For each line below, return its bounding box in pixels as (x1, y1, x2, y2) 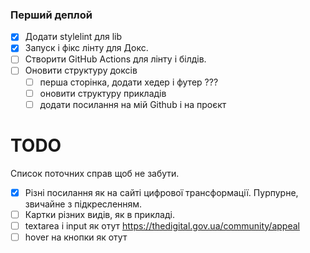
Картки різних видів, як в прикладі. (24, 208, 175, 220)
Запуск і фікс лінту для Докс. (24, 42, 149, 54)
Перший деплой (10, 8, 93, 22)
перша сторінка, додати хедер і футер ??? (39, 76, 219, 88)
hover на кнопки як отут (24, 231, 128, 243)
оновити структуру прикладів (39, 87, 167, 99)
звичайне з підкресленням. (24, 198, 143, 210)
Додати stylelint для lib (24, 31, 123, 43)
